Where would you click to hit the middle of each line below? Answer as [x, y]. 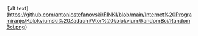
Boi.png [16, 27]
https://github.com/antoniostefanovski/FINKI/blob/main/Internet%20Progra [100, 15]
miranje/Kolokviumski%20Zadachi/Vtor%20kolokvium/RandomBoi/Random [98, 21]
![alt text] [17, 8]
